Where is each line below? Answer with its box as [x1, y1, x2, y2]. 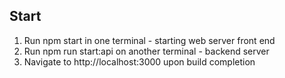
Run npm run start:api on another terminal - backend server [23, 45, 270, 57]
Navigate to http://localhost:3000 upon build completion [23, 55, 256, 68]
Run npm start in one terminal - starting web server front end [23, 34, 276, 46]
